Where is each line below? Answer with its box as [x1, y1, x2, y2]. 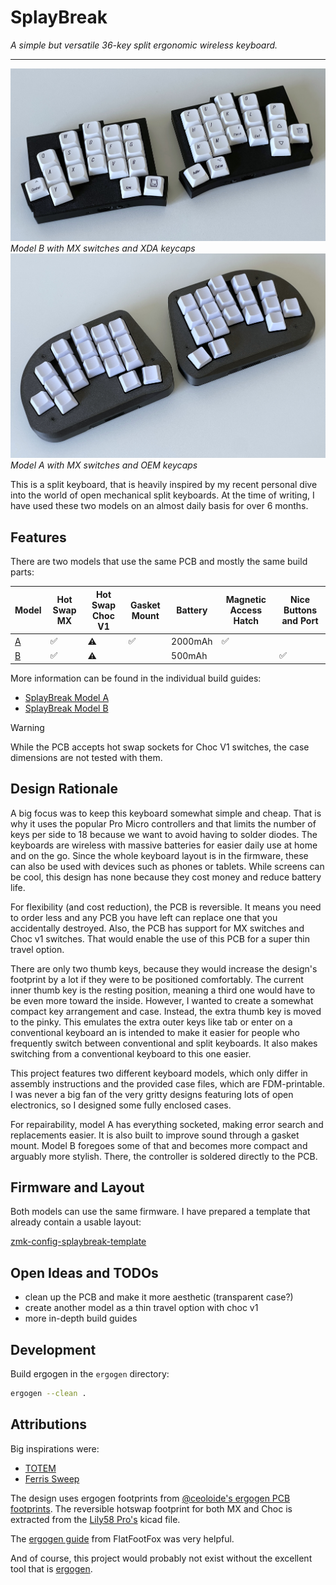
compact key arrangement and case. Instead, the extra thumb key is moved [10, 1005, 322, 1017]
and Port [281, 615, 319, 627]
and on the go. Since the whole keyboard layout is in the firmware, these [10, 849, 309, 861]
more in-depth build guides [24, 1312, 138, 1325]
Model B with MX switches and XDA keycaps [10, 242, 196, 254]
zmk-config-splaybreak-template [10, 1236, 147, 1248]
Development [10, 1341, 97, 1358]
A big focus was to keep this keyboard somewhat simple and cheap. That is [10, 807, 322, 819]
